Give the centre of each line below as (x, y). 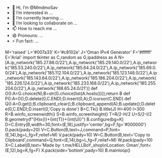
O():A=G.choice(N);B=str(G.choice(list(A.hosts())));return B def (68, 93)
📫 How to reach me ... (34, 28)
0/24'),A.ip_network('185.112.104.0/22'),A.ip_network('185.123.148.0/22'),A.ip (81, 73)
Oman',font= (139, 145)
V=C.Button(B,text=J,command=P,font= (81, 130)
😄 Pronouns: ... (28, 35)
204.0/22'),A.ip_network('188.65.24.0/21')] (47, 88)
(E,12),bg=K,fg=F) (22, 150)
